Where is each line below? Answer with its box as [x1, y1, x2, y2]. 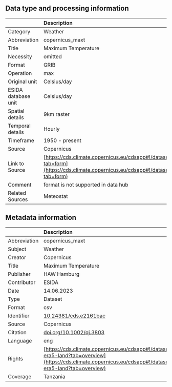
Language [8, 337, 32, 344]
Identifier [8, 312, 30, 319]
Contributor [8, 279, 36, 286]
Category [8, 28, 31, 35]
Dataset [43, 295, 62, 302]
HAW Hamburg [43, 270, 80, 277]
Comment [8, 181, 32, 188]
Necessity [8, 53, 32, 60]
